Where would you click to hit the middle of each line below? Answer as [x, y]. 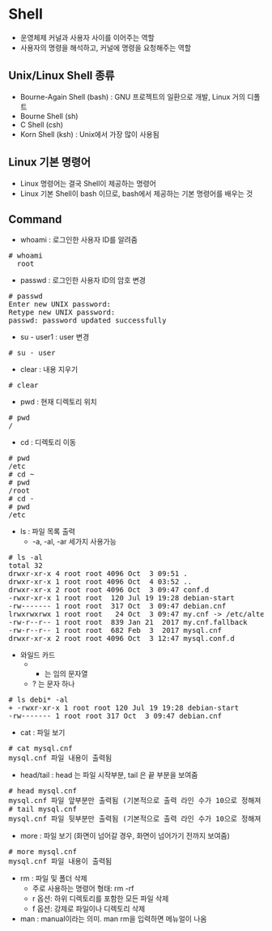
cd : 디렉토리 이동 [48, 442]
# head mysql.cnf [42, 791]
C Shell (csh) [41, 124]
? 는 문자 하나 [53, 684]
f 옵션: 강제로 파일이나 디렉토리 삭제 [89, 909]
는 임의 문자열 [66, 674]
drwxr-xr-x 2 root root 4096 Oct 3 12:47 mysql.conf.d [121, 638]
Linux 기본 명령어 [50, 162]
